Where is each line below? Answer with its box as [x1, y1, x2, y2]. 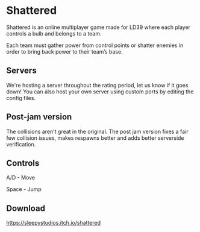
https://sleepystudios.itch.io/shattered [6, 219, 101, 227]
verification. [6, 140, 36, 148]
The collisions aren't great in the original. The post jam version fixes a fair [6, 128, 189, 135]
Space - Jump [6, 186, 42, 193]
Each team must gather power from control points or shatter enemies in [6, 42, 184, 49]
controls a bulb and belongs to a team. [6, 30, 102, 37]
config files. [6, 94, 36, 101]
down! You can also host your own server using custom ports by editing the [6, 88, 194, 95]
